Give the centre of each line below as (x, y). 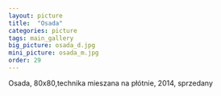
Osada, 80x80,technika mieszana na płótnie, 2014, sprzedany (111, 83)
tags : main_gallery (41, 38)
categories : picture (43, 30)
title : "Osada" (35, 23)
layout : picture (35, 16)
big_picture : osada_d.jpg (52, 46)
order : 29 (25, 61)
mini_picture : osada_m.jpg (54, 53)
